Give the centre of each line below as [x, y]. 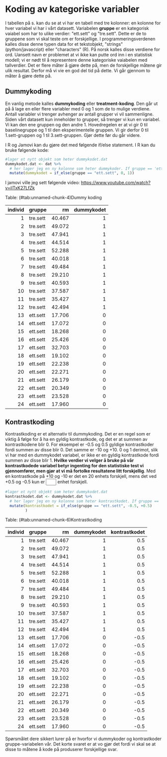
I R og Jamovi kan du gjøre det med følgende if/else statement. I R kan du [80, 145]
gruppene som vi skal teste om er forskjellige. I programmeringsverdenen [80, 39]
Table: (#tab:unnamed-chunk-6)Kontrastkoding [54, 520]
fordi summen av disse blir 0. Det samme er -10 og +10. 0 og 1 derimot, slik [82, 450]
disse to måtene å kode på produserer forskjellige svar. [61, 750]
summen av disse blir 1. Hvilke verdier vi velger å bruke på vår [70, 460]
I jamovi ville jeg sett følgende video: [43, 183]
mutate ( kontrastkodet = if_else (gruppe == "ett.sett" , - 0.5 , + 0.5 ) [81, 506]
